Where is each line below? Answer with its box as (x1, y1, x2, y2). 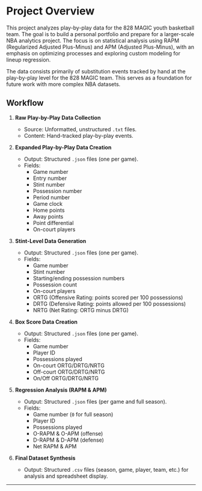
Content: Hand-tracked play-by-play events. (23, 132, 133, 139)
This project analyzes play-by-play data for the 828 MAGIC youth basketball (6, 24, 194, 31)
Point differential (32, 219, 74, 226)
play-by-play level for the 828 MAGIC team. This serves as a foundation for (6, 74, 192, 81)
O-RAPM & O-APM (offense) (32, 430, 103, 437)
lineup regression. (6, 56, 51, 63)
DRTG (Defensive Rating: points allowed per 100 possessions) (32, 300, 186, 307)
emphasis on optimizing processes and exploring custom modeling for (6, 49, 180, 57)
